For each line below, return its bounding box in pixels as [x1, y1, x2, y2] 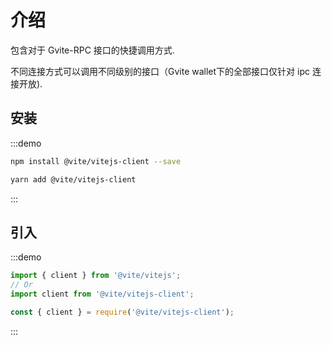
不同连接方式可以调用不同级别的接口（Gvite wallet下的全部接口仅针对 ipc [10, 65, 310, 77]
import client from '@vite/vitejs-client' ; [10, 289, 195, 300]
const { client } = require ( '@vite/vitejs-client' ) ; [10, 307, 235, 317]
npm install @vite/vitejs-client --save [10, 156, 182, 166]
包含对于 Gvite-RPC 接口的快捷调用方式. [10, 44, 175, 56]
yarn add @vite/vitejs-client [10, 174, 137, 185]
